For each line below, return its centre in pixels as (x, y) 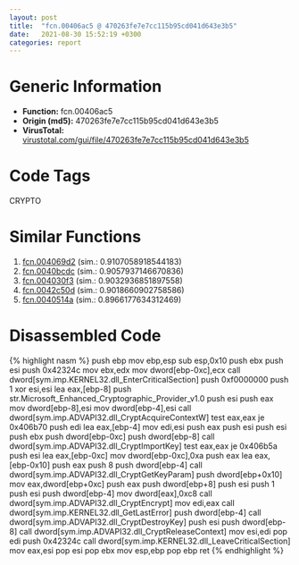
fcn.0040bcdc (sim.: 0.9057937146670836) (103, 271)
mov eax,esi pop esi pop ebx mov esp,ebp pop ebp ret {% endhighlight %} (146, 550)
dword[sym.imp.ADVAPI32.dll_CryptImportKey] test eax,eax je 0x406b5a (144, 446)
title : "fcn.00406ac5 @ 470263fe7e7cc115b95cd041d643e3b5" (124, 26)
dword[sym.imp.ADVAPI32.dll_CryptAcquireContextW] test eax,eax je (137, 417)
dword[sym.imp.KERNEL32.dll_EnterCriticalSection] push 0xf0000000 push (149, 379)
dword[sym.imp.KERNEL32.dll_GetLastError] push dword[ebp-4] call (135, 512)
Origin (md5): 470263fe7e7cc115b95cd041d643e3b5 (120, 121)
